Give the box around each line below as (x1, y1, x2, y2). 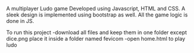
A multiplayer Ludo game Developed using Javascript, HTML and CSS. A (6, 5, 186, 12)
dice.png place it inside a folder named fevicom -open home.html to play (6, 35, 186, 42)
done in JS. (6, 18, 34, 24)
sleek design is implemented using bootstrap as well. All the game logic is (6, 11, 188, 18)
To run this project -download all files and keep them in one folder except (6, 29, 187, 36)
